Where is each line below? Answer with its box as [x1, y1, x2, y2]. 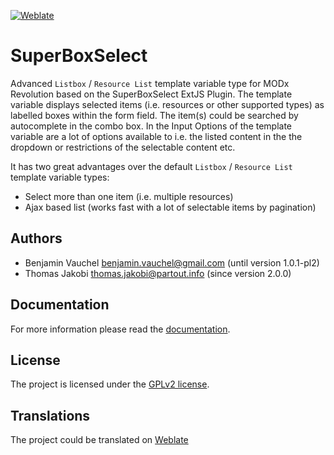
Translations [10, 407, 91, 424]
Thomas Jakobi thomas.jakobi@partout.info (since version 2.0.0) [24, 267, 292, 279]
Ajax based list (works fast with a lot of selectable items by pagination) [24, 201, 317, 213]
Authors [10, 230, 63, 247]
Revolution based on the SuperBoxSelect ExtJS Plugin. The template [10, 88, 293, 100]
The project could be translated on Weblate [10, 434, 189, 446]
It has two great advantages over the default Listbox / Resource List [10, 160, 293, 172]
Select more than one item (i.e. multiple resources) [24, 190, 234, 202]
